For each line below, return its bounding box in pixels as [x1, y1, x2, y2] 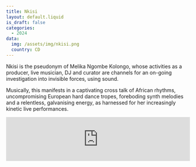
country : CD [11, 47, 41, 53]
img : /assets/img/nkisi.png [11, 42, 80, 47]
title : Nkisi [6, 8, 38, 15]
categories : [6, 25, 35, 31]
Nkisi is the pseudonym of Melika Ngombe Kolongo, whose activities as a [6, 63, 183, 70]
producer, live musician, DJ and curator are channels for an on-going [6, 69, 172, 76]
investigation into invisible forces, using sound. [6, 75, 119, 82]
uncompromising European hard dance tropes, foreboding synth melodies [6, 93, 184, 100]
